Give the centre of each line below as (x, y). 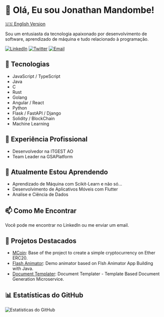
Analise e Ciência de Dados (40, 194)
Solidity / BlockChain (34, 118)
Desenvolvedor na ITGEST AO (43, 151)
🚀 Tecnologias (27, 64)
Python (20, 108)
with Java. (23, 268)
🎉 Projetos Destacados (41, 241)
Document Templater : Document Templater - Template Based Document (86, 274)
